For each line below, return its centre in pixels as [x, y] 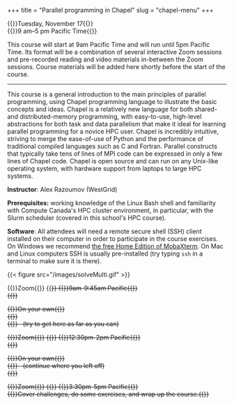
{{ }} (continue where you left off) [56, 366]
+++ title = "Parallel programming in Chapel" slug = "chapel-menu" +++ [110, 10]
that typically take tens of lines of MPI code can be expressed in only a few [115, 154]
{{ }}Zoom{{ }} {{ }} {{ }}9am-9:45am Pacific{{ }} [72, 288]
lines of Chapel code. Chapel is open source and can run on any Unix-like [113, 161]
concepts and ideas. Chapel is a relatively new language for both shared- [112, 109]
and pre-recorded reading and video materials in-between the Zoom [105, 59]
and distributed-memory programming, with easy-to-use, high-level [104, 117]
